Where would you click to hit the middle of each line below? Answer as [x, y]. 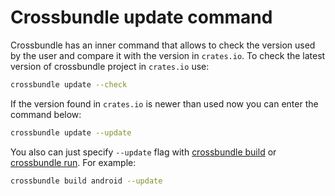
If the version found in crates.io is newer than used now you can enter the [164, 103]
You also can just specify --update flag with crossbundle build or [143, 152]
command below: [46, 114]
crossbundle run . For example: [73, 162]
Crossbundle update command [141, 17]
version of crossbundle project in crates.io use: [110, 66]
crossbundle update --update [71, 132]
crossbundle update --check [69, 84]
